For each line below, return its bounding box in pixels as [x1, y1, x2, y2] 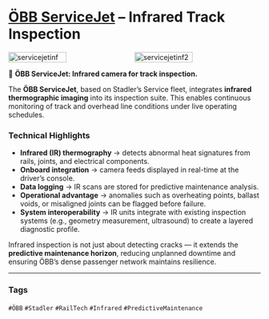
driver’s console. [19, 173, 75, 183]
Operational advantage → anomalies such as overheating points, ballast [19, 190, 259, 200]
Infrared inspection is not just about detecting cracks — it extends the [8, 240, 239, 249]
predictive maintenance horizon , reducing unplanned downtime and [8, 249, 236, 258]
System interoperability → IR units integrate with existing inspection [19, 208, 247, 217]
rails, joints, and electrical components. [19, 157, 150, 166]
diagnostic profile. [19, 225, 80, 234]
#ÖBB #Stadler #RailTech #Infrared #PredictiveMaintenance [8, 304, 203, 312]
